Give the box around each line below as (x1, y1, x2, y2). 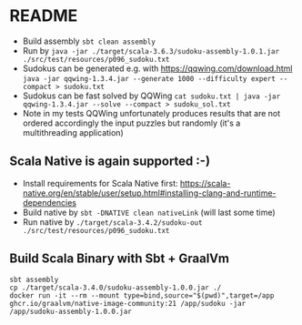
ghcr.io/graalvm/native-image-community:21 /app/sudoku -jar (9, 299, 247, 308)
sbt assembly (9, 275, 59, 284)
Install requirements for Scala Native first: (22, 178, 179, 188)
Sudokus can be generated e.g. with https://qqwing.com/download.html (22, 63, 293, 74)
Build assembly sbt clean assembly (22, 36, 156, 46)
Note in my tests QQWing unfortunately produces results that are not (22, 107, 281, 118)
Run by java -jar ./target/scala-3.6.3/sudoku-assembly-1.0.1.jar (22, 45, 280, 56)
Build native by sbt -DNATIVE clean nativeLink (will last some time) (22, 207, 276, 218)
